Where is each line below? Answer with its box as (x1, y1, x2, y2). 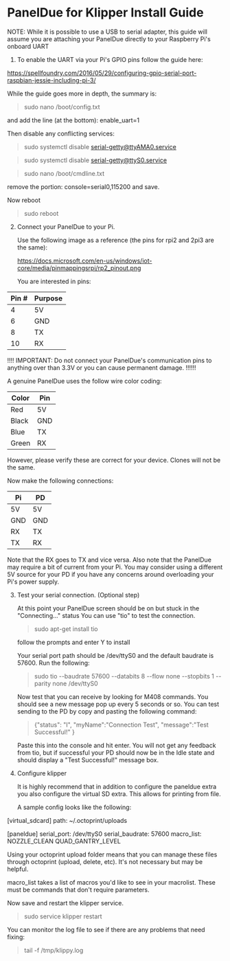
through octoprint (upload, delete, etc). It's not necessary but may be (7, 857, 203, 865)
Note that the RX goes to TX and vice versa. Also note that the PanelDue (7, 555, 211, 564)
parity (34, 679, 51, 687)
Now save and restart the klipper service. (7, 898, 124, 907)
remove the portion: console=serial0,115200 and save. (7, 182, 160, 190)
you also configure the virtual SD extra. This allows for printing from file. (16, 789, 221, 798)
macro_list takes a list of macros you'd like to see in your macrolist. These (7, 878, 216, 886)
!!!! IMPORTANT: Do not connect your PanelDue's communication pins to (7, 356, 212, 364)
